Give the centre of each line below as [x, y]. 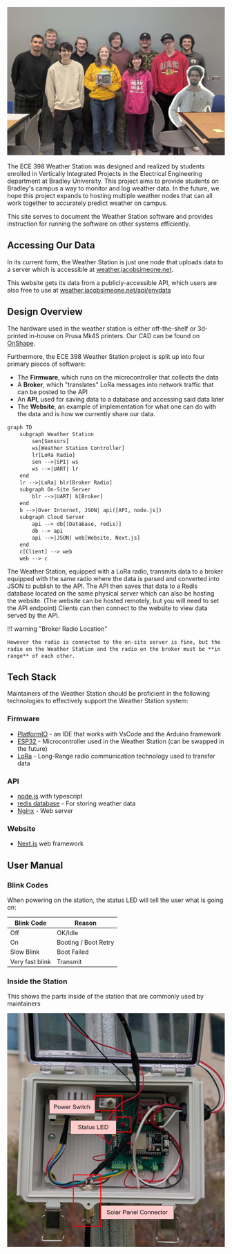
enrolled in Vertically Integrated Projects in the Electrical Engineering [105, 174]
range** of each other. [41, 656]
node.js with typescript [50, 796]
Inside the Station [37, 981]
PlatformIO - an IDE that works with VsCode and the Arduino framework [119, 734]
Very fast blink [31, 961]
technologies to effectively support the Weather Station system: [98, 701]
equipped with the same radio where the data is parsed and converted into [113, 578]
